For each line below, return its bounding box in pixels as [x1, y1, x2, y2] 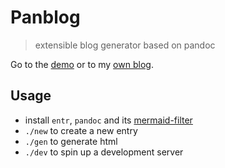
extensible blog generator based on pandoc [34, 39, 216, 51]
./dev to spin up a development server [24, 146, 184, 158]
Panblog [10, 6, 81, 29]
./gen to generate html [24, 135, 118, 147]
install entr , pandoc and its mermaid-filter [24, 114, 193, 126]
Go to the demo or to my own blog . [10, 58, 154, 70]
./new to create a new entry [24, 124, 138, 136]
